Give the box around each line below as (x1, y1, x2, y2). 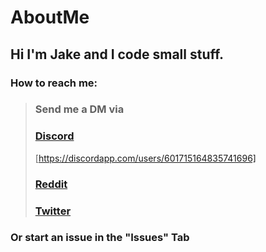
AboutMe (10, 6, 90, 29)
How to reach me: (10, 76, 98, 90)
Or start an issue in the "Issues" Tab (10, 231, 190, 245)
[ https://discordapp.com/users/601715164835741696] (34, 152, 257, 164)
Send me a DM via (34, 102, 125, 116)
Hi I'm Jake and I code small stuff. (10, 46, 225, 63)
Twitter (34, 204, 72, 218)
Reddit (34, 177, 68, 191)
